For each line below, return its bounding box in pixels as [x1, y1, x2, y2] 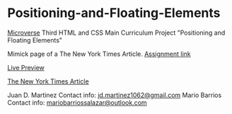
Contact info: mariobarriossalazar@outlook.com [7, 98, 147, 107]
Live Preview [7, 63, 45, 72]
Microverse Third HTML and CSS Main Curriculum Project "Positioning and [7, 28, 226, 37]
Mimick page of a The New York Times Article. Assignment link [7, 50, 191, 58]
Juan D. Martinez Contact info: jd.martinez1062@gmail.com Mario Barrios [7, 91, 222, 99]
